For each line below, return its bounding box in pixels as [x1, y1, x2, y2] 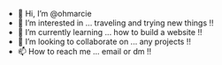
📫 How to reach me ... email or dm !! [17, 47, 152, 56]
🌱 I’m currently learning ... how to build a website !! [17, 27, 203, 37]
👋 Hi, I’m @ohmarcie [17, 9, 92, 18]
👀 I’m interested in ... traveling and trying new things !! [17, 18, 214, 28]
